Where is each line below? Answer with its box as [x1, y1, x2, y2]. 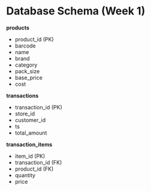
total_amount [14, 129, 47, 136]
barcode [14, 42, 36, 49]
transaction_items [6, 141, 53, 148]
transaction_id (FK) [14, 159, 62, 166]
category [14, 61, 38, 68]
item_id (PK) [14, 152, 46, 160]
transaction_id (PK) [14, 103, 62, 111]
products [6, 24, 30, 31]
